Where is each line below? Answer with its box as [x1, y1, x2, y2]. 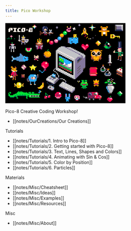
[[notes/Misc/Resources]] [12, 200, 67, 206]
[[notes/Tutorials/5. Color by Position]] [12, 159, 93, 165]
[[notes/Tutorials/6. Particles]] [12, 165, 75, 171]
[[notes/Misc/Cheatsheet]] [12, 184, 68, 190]
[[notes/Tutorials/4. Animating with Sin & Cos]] [12, 153, 110, 160]
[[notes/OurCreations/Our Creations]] [12, 118, 91, 124]
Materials [5, 174, 25, 180]
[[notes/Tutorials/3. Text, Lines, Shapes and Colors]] [12, 148, 122, 155]
